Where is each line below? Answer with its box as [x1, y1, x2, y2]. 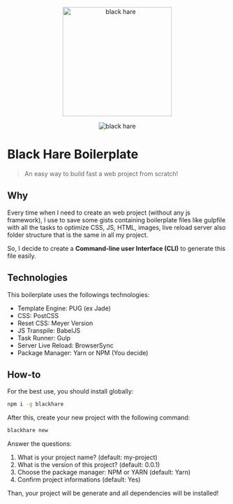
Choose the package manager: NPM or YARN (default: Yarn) [17, 468, 191, 477]
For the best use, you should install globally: [7, 387, 134, 396]
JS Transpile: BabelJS [17, 326, 81, 335]
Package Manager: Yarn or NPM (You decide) [17, 348, 149, 357]
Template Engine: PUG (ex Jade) [17, 304, 112, 312]
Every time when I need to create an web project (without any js [7, 208, 190, 217]
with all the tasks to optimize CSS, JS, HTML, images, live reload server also [7, 223, 226, 231]
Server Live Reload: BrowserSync [17, 341, 114, 350]
